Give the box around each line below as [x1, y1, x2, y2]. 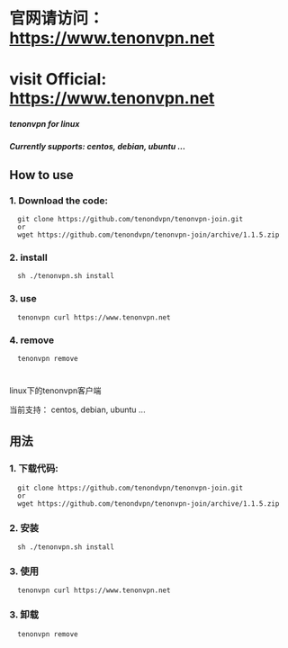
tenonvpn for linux [9, 118, 80, 129]
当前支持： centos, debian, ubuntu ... [9, 404, 146, 415]
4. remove [9, 334, 55, 346]
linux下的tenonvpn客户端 [9, 385, 102, 396]
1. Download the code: [9, 194, 108, 207]
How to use [9, 167, 74, 183]
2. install [9, 251, 48, 264]
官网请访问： [9, 8, 105, 29]
